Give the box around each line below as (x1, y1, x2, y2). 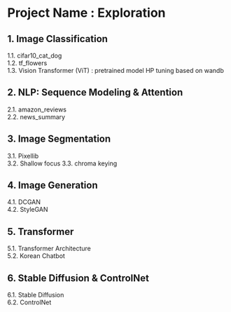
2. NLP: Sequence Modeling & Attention (7, 86, 183, 99)
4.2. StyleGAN (7, 205, 48, 214)
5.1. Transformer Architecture (7, 244, 91, 253)
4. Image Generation (7, 179, 98, 191)
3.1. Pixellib (7, 151, 39, 160)
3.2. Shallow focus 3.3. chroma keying (7, 159, 118, 168)
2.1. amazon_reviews (7, 105, 67, 114)
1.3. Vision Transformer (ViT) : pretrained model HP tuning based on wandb (7, 67, 224, 74)
